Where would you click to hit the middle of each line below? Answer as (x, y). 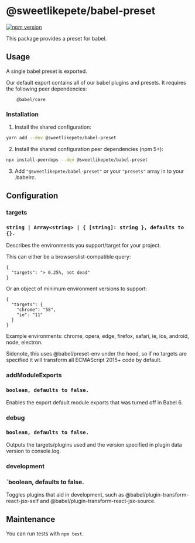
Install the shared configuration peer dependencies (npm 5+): (89, 149)
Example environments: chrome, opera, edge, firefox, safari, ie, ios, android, (97, 336)
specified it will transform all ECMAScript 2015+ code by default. (84, 360)
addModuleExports (34, 376)
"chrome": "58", (37, 310)
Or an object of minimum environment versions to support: (77, 289)
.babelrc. (25, 177)
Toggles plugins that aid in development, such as (65, 495)
